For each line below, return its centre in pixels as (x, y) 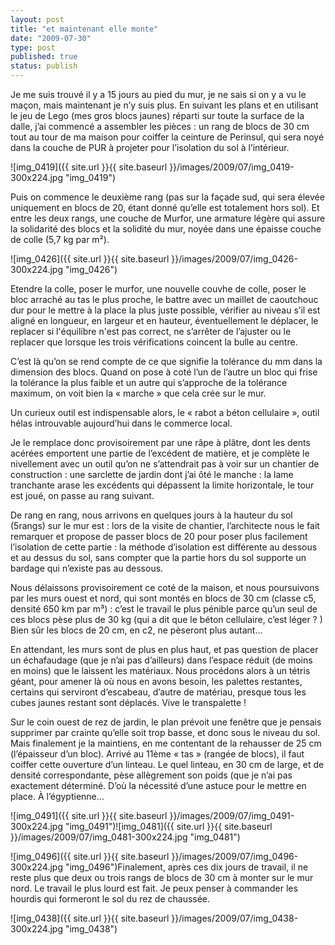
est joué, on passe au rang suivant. (82, 495)
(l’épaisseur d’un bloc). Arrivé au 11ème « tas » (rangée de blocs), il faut (157, 754)
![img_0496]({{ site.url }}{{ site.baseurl (90, 856)
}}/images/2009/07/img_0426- (234, 259)
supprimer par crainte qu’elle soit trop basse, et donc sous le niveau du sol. (165, 732)
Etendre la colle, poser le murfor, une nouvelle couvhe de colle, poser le (158, 289)
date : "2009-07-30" (51, 38)
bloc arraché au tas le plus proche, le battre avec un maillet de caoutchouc (164, 299)
